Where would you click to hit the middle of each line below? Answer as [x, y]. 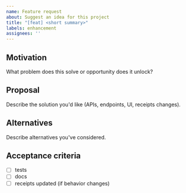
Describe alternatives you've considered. [56, 137]
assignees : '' [24, 34]
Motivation [27, 58]
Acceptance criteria [43, 156]
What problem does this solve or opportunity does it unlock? [80, 71]
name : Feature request [34, 12]
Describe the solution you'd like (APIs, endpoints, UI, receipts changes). [94, 104]
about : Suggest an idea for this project [58, 17]
